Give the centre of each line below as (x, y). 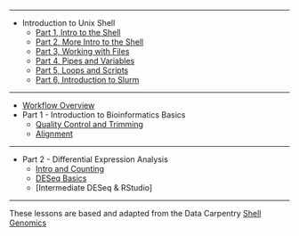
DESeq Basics (61, 178)
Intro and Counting (70, 169)
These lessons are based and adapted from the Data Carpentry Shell (135, 213)
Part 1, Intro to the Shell (78, 33)
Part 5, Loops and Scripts (82, 70)
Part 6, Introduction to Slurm (87, 80)
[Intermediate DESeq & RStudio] (94, 187)
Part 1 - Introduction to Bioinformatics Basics (104, 115)
